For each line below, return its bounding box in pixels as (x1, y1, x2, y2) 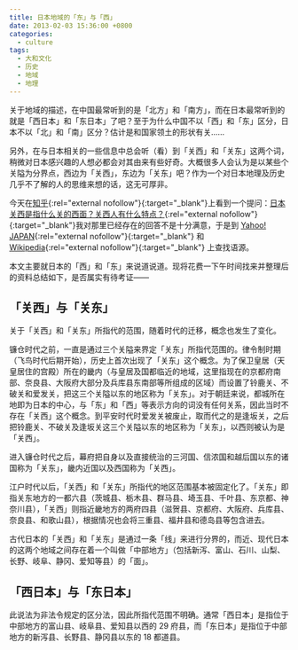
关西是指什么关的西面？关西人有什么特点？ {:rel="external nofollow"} (9, 208, 259, 219)
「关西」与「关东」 (9, 301, 114, 316)
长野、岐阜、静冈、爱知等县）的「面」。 (9, 556, 153, 567)
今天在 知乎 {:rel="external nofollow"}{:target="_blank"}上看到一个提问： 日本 (9, 197, 286, 208)
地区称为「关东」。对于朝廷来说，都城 (132, 388, 270, 399)
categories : (9, 29, 53, 38)
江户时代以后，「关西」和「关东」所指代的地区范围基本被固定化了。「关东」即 (9, 482, 289, 492)
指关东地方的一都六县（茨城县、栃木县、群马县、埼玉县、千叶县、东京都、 (9, 493, 281, 504)
